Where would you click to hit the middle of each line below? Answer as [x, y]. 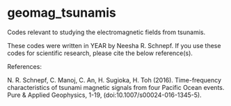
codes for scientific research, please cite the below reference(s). [100, 53]
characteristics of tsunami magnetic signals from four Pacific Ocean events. [116, 87]
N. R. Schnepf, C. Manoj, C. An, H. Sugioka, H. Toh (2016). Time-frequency [114, 80]
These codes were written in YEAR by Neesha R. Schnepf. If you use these [114, 45]
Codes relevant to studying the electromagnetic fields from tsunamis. [106, 32]
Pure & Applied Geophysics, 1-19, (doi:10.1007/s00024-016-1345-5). [104, 95]
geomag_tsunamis [62, 13]
